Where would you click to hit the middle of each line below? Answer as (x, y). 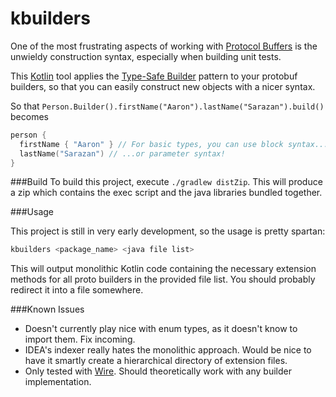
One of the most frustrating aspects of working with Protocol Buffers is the (164, 46)
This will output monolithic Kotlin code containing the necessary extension (163, 269)
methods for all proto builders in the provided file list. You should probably (163, 279)
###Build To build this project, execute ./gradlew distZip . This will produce (166, 182)
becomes (29, 116)
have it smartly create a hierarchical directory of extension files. (156, 361)
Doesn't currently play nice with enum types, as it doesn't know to (161, 329)
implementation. (58, 382)
